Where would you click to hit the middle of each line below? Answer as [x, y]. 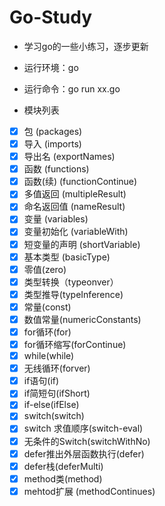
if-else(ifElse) [51, 405]
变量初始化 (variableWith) [76, 232]
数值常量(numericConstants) [82, 319]
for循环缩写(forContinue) [75, 344]
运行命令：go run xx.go [72, 88]
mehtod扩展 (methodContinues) [89, 491]
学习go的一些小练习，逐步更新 [86, 46]
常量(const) [47, 307]
